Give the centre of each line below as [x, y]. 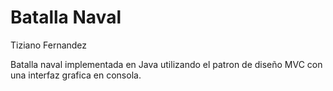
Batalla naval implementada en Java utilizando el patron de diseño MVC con [166, 64]
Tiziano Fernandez [49, 45]
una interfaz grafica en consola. [76, 75]
